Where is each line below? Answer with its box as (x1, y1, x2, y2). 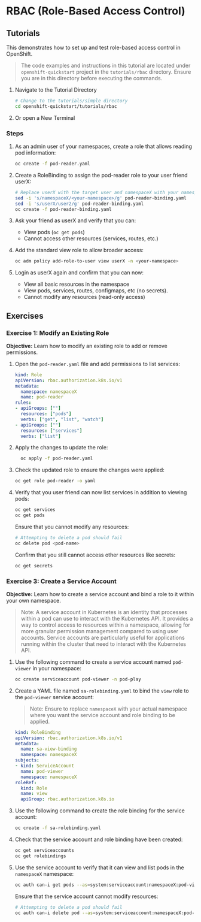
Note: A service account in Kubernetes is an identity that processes (20, 608, 187, 615)
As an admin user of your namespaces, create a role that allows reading (14, 143, 193, 150)
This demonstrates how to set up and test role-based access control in (6, 44, 181, 51)
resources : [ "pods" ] (20, 411, 72, 417)
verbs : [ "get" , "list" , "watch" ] (20, 416, 104, 422)
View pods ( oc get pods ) (23, 229, 85, 236)
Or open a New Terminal (14, 114, 75, 121)
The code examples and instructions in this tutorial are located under (20, 62, 191, 69)
